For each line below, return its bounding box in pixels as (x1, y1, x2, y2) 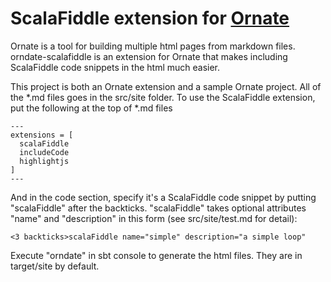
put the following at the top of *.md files (10, 102, 173, 114)
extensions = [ (10, 130, 74, 140)
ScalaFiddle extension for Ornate (10, 7, 290, 30)
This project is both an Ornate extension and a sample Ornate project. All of (10, 80, 322, 92)
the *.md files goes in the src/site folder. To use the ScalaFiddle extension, (10, 91, 316, 103)
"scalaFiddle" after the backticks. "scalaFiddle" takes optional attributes (10, 202, 307, 214)
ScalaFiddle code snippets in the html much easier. (10, 61, 221, 73)
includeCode (19, 147, 70, 157)
